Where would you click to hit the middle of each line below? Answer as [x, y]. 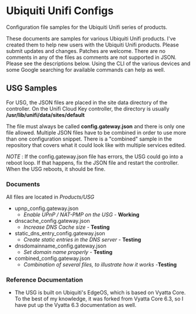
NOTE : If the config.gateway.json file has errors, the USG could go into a [95, 156]
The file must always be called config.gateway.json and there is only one [96, 126]
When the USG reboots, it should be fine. [56, 169]
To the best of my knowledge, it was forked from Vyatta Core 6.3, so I [99, 299]
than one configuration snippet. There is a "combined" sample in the [89, 139]
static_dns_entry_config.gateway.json [60, 233]
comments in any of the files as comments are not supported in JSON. [91, 57]
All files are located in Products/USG [50, 197]
